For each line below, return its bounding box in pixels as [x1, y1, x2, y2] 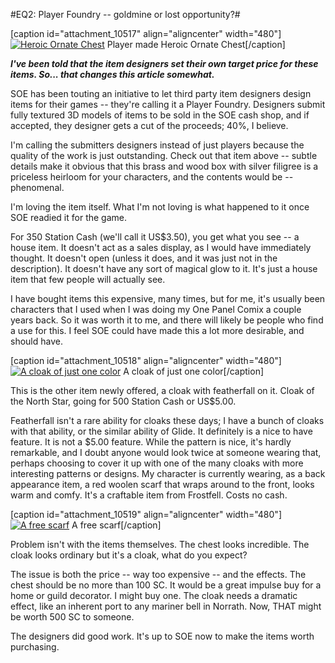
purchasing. [10, 641, 60, 653]
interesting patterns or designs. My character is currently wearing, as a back [10, 468, 326, 479]
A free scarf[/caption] [71, 519, 162, 531]
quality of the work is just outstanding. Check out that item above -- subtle [10, 150, 318, 161]
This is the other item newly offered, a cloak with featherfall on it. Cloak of [10, 385, 315, 396]
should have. [10, 335, 63, 347]
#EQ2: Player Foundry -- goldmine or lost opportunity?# [10, 9, 241, 20]
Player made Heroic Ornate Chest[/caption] [106, 39, 286, 50]
